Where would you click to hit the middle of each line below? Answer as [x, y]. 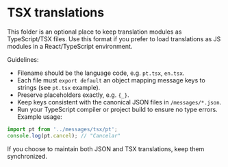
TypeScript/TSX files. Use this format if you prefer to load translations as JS [114, 38]
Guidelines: [23, 59]
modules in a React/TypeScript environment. [70, 46]
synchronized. [27, 156]
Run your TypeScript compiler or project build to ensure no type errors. [117, 109]
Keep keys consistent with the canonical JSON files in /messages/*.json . [119, 102]
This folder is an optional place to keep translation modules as [94, 32]
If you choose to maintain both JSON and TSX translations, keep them [106, 148]
